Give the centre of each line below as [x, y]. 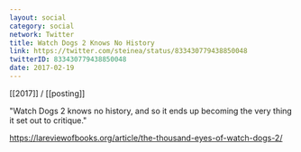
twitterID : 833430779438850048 [68, 59]
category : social [42, 26]
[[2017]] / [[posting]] [47, 93]
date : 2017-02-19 [42, 68]
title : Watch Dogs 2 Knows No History [82, 43]
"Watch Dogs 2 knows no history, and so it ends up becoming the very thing [151, 111]
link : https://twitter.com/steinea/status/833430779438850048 [128, 51]
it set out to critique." [48, 120]
